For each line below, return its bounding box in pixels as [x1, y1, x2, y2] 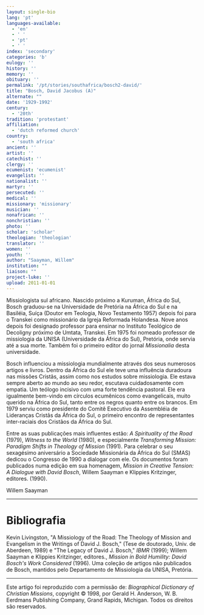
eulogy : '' [6, 59, 34, 66]
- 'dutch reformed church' [12, 127, 80, 134]
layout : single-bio [6, 8, 56, 15]
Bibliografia [6, 514, 66, 527]
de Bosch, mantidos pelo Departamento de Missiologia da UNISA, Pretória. [6, 566, 193, 573]
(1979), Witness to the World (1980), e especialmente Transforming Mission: [6, 436, 197, 443]
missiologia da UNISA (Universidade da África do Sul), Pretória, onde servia [6, 335, 195, 342]
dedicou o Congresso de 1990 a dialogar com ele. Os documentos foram [6, 455, 188, 463]
